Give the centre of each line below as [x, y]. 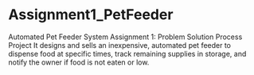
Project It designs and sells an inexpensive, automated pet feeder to [120, 45]
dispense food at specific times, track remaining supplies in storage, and [127, 53]
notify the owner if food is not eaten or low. [79, 62]
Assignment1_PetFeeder [91, 15]
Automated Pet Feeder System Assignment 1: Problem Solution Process [125, 37]
